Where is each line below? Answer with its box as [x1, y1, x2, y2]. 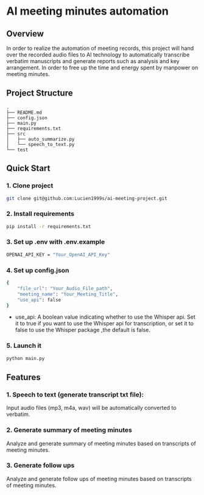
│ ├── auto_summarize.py [6, 136, 75, 142]
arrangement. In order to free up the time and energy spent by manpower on [6, 64, 199, 71]
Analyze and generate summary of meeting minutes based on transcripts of [6, 440, 196, 447]
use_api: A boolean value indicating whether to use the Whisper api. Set [15, 313, 196, 320]
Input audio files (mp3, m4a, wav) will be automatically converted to [6, 404, 177, 412]
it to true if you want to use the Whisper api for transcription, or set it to [15, 320, 194, 327]
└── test [6, 147, 29, 153]
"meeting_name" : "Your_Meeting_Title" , [17, 291, 119, 297]
